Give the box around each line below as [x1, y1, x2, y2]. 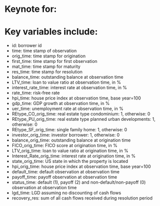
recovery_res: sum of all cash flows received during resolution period [11, 195, 153, 201]
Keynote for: [4, 3, 57, 15]
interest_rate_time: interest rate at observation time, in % [11, 85, 127, 91]
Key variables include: [4, 26, 98, 38]
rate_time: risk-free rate [11, 90, 60, 96]
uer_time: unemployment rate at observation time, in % [11, 105, 124, 112]
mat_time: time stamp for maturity [11, 63, 81, 70]
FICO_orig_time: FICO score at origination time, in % [11, 143, 118, 149]
